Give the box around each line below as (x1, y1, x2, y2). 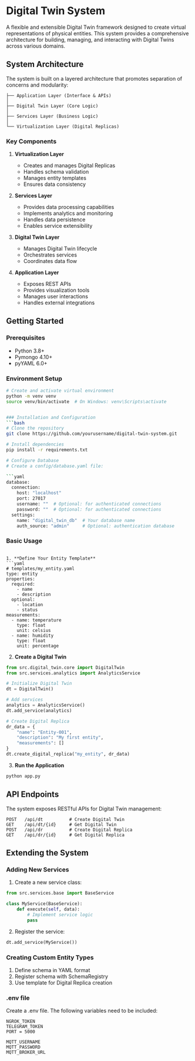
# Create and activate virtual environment (6, 388, 115, 394)
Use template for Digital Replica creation (14, 979, 113, 986)
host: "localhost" (16, 490, 62, 496)
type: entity (6, 571, 38, 577)
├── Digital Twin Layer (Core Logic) (6, 103, 99, 109)
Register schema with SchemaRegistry (14, 973, 109, 980)
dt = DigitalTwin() (6, 686, 54, 692)
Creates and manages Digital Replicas (23, 162, 116, 169)
